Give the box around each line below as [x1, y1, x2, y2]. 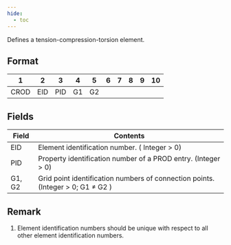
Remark [7, 206, 41, 217]
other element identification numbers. [16, 231, 124, 239]
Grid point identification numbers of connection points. [38, 173, 215, 183]
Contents [113, 131, 145, 141]
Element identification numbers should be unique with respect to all [16, 224, 208, 232]
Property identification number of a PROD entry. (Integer [38, 154, 221, 164]
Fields [7, 111, 34, 122]
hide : [7, 10, 23, 17]
